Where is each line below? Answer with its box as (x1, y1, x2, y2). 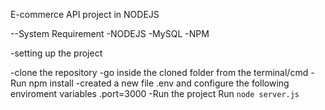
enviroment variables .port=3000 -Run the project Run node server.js (10, 88, 300, 99)
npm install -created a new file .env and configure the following (28, 77, 290, 89)
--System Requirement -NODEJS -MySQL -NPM (10, 28, 210, 39)
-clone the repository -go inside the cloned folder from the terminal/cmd (10, 67, 309, 78)
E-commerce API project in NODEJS (10, 9, 160, 20)
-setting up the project (10, 47, 103, 59)
